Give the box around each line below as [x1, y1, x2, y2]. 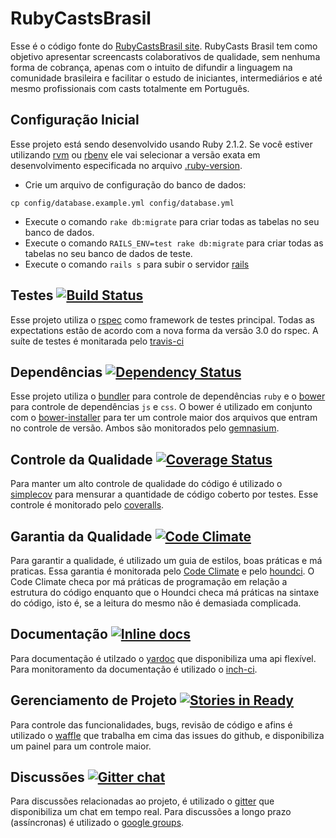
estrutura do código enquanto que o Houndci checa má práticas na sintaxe [10, 587, 320, 598]
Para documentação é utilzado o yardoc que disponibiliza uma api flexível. [10, 652, 317, 664]
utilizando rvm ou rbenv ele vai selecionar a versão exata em [10, 148, 261, 161]
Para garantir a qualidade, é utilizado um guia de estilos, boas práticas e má [10, 555, 323, 566]
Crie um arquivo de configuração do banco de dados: [24, 178, 247, 191]
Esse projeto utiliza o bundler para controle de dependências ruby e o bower [10, 390, 326, 402]
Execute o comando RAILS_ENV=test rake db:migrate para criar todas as [24, 237, 324, 249]
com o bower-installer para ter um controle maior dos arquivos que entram [10, 412, 318, 424]
